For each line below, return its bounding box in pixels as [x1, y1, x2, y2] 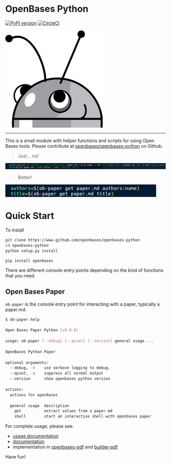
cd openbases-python [5, 243, 49, 248]
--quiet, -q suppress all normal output [10, 371, 103, 376]
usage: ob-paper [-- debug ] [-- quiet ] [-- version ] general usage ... [5, 338, 154, 343]
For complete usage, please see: [5, 423, 74, 429]
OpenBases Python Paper [5, 349, 56, 354]
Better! [17, 174, 32, 180]
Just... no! [17, 153, 39, 159]
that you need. [5, 272, 36, 279]
